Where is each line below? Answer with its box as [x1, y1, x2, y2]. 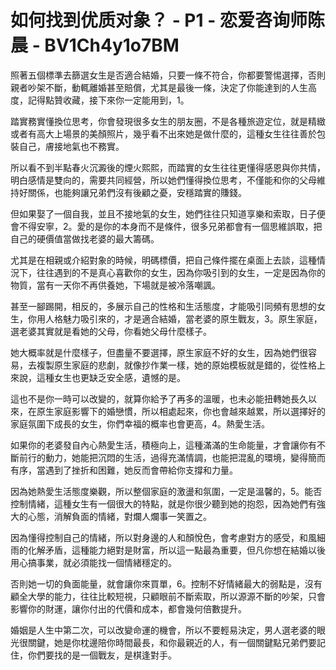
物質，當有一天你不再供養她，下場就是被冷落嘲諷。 [10, 279, 221, 291]
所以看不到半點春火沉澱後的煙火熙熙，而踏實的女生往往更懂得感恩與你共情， [10, 161, 326, 173]
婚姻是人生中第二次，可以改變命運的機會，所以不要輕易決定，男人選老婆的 [10, 624, 317, 636]
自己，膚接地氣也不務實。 [18, 140, 125, 152]
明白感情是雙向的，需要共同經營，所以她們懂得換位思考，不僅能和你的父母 [10, 174, 317, 186]
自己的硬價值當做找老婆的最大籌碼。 [10, 232, 160, 245]
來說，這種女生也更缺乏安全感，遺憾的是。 [10, 371, 186, 383]
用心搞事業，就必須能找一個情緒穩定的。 [10, 556, 177, 568]
